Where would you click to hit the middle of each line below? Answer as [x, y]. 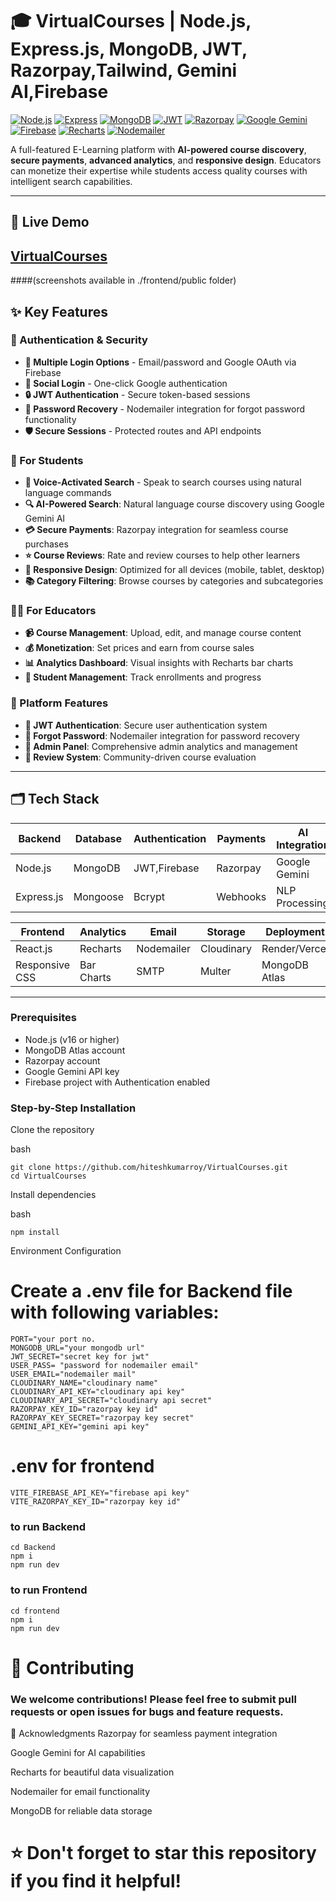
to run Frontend [49, 1590]
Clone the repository [52, 1130]
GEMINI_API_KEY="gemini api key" [80, 1427]
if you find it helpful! [96, 1881]
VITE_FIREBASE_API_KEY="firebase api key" [100, 1493]
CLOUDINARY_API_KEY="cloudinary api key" [98, 1392]
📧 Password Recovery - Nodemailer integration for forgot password [165, 409]
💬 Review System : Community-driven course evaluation [140, 757]
